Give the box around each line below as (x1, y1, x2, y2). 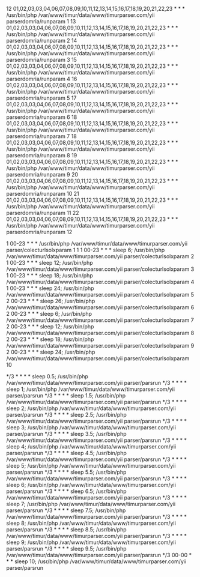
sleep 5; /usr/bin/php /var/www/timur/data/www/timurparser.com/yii (6, 462, 176, 469)
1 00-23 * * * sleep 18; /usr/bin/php (6, 272, 93, 279)
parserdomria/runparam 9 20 (6, 171, 79, 178)
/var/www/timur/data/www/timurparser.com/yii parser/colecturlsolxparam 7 (6, 316, 194, 324)
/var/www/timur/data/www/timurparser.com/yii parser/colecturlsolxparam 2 (6, 253, 195, 260)
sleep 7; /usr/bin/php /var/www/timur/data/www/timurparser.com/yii (6, 501, 176, 507)
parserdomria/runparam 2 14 (6, 37, 77, 44)
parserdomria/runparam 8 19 (6, 152, 77, 159)
